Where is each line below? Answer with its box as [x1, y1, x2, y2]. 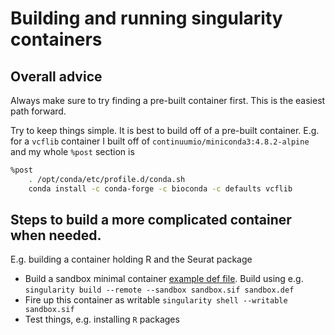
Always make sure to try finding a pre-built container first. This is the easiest [10, 95, 326, 106]
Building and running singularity [10, 7, 283, 30]
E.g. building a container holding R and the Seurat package [10, 253, 253, 266]
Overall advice [10, 68, 103, 85]
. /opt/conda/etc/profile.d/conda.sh [28, 174, 186, 184]
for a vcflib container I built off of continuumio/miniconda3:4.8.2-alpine [10, 135, 310, 147]
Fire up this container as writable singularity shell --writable [24, 294, 288, 306]
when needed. [10, 227, 102, 244]
